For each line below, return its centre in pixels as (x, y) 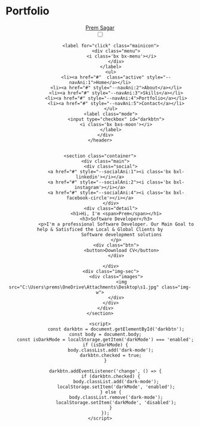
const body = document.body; (105, 334)
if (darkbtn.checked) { (111, 376)
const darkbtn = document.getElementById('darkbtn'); (116, 329)
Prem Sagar (100, 28)
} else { (111, 392)
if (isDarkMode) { (105, 345)
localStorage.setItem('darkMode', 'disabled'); (116, 402)
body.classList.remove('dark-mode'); (116, 397)
